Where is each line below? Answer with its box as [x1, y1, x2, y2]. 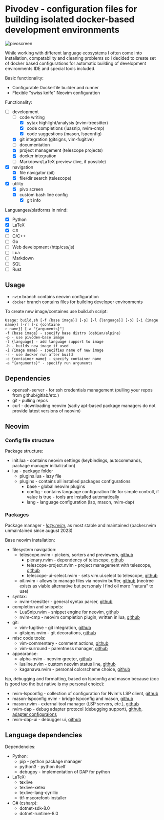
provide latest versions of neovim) [12, 408, 81, 414]
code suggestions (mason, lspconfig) [26, 131, 102, 137]
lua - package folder [12, 468, 54, 474]
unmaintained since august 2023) [5, 528, 73, 533]
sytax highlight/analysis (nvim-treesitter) [26, 120, 108, 126]
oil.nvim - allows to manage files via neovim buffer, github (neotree [19, 578, 154, 584]
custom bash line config [19, 192, 68, 197]
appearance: [12, 651, 38, 657]
